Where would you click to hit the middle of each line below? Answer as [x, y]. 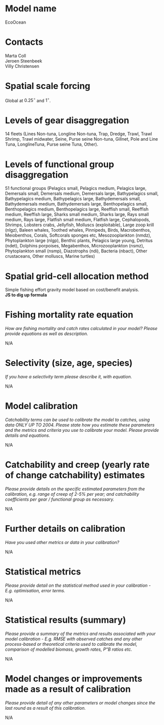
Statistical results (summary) [66, 620]
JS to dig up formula [26, 295]
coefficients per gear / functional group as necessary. [60, 499]
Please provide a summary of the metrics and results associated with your [80, 634]
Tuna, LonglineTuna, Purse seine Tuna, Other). [52, 144]
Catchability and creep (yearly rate [77, 465]
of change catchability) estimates [75, 475]
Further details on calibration [65, 529]
